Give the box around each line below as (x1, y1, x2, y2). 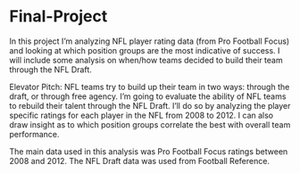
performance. (9, 128, 60, 139)
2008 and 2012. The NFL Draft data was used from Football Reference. (9, 155, 271, 166)
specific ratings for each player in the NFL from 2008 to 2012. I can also (9, 110, 274, 120)
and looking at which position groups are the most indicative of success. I (9, 45, 280, 55)
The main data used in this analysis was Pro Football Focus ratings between (9, 145, 288, 157)
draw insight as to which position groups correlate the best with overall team (9, 119, 291, 130)
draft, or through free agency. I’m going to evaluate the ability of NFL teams (9, 91, 287, 102)
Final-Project (9, 6, 108, 27)
